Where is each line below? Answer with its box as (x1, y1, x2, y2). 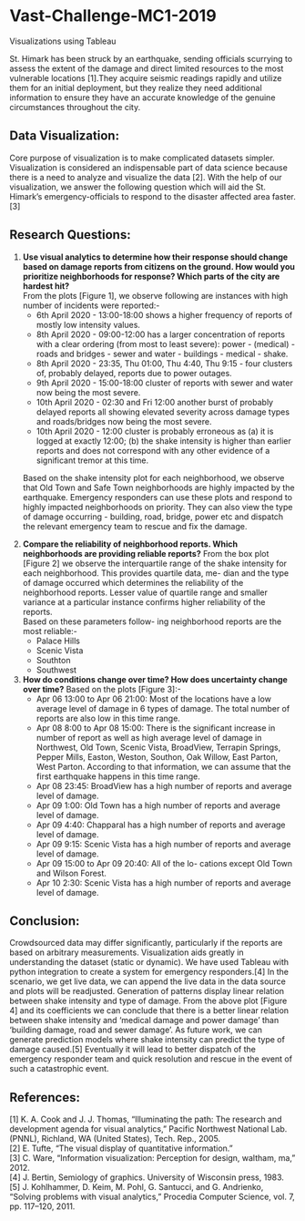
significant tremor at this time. (36, 455, 149, 466)
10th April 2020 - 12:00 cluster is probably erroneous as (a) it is (36, 426, 274, 436)
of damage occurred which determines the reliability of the (22, 577, 244, 588)
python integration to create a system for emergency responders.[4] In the (9, 967, 290, 978)
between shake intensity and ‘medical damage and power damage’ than (9, 1015, 280, 1026)
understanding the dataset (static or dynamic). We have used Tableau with (9, 957, 290, 968)
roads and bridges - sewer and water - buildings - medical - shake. (36, 348, 289, 359)
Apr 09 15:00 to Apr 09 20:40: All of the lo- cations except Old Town (36, 857, 293, 868)
